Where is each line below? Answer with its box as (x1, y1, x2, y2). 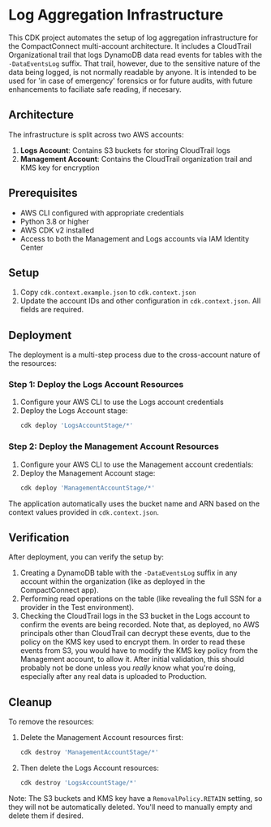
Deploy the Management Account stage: (19, 468, 156, 477)
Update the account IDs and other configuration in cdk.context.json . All (19, 296, 261, 306)
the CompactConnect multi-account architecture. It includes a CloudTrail (8, 41, 252, 50)
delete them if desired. (8, 811, 84, 820)
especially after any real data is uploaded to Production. (19, 672, 207, 681)
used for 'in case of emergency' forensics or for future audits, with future (8, 76, 253, 85)
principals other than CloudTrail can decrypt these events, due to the (19, 629, 251, 638)
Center (19, 242, 44, 252)
